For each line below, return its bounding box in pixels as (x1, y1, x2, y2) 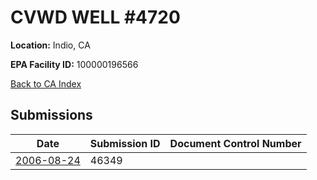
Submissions (10, 107, 93, 124)
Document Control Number (169, 136, 302, 150)
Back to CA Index (10, 77, 82, 90)
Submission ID (89, 136, 161, 150)
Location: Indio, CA (10, 39, 91, 51)
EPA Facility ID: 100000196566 (10, 58, 139, 70)
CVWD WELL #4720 (10, 6, 181, 29)
